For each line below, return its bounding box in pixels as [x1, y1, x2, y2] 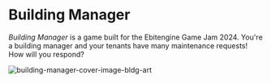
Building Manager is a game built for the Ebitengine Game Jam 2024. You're [8, 32, 264, 42]
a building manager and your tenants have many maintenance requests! [8, 40, 248, 50]
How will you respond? [8, 49, 85, 59]
